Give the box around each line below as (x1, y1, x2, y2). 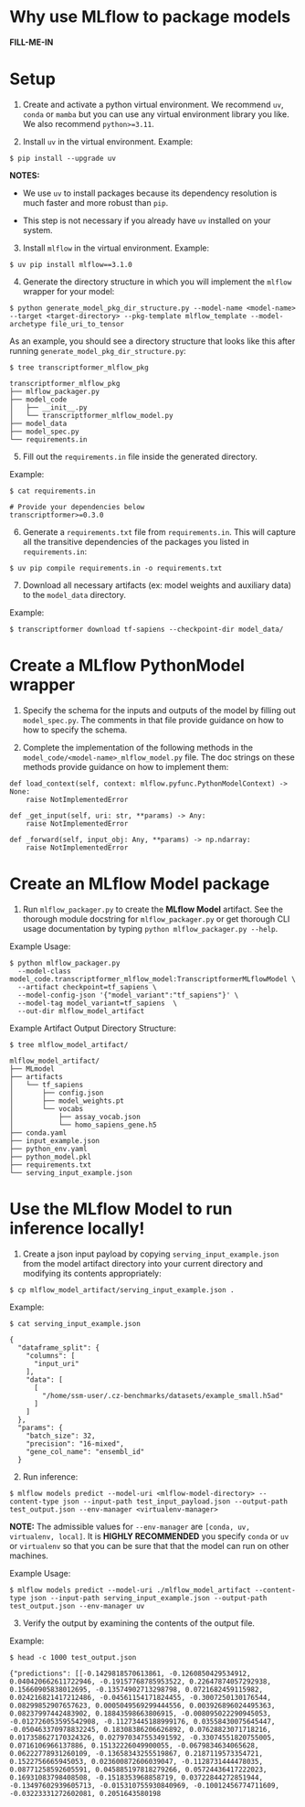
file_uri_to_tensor (49, 319, 125, 328)
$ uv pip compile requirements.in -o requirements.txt (9, 563, 223, 572)
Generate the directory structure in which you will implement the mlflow (22, 276, 292, 287)
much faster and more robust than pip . (22, 197, 169, 208)
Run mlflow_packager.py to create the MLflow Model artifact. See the (22, 903, 284, 914)
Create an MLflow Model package (9, 873, 270, 893)
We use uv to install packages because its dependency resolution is (22, 187, 278, 198)
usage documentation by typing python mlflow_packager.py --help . (22, 923, 279, 934)
